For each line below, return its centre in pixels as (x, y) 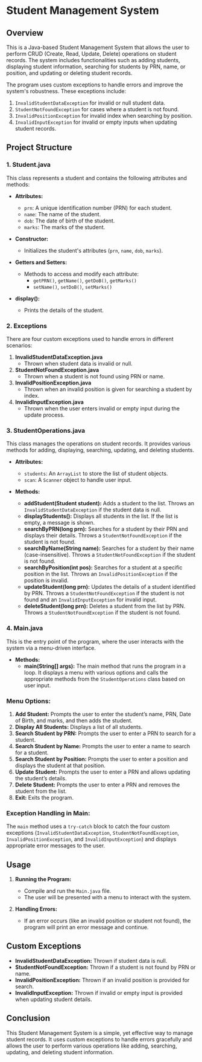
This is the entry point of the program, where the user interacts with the (95, 641)
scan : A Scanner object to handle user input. (78, 480)
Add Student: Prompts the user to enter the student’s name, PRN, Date (103, 714)
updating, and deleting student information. (60, 1052)
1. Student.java (29, 165)
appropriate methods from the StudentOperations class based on (105, 679)
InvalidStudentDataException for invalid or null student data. (90, 103)
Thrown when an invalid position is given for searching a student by (108, 389)
